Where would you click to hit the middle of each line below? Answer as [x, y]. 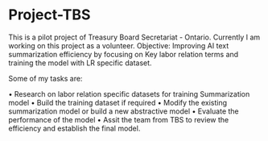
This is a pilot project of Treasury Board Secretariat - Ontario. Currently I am [134, 37]
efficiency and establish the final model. [74, 128]
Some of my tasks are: [45, 78]
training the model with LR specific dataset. [80, 63]
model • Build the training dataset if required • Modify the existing [118, 102]
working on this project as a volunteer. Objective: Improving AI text [119, 45]
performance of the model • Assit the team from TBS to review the [119, 119]
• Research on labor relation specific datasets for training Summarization [129, 93]
